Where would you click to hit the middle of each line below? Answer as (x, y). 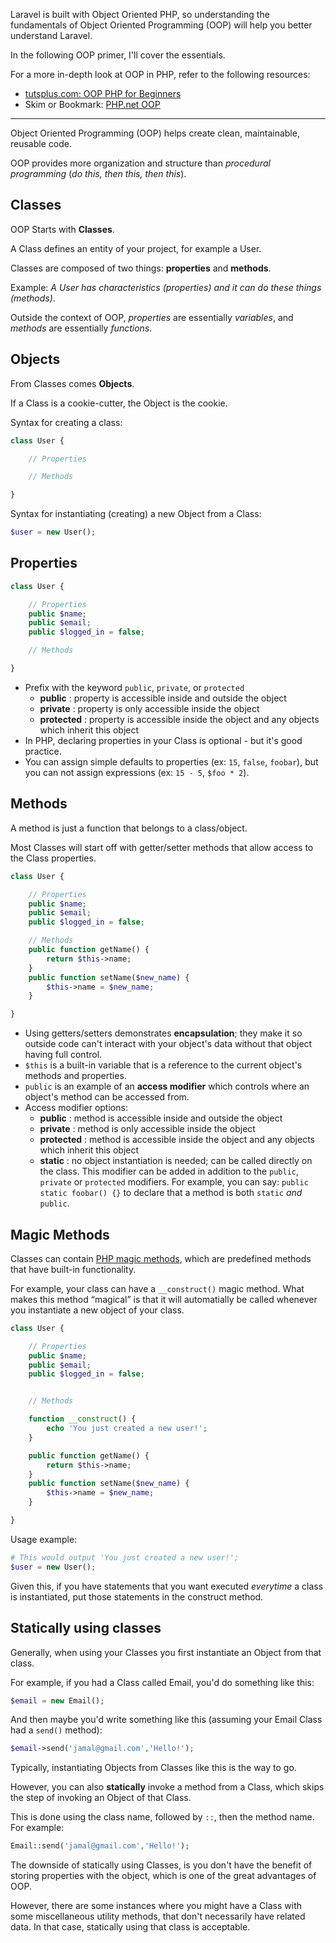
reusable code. (41, 143)
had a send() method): (56, 1730)
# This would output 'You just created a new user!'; (125, 1557)
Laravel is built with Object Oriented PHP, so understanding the (140, 14)
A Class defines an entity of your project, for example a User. (136, 248)
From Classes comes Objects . (72, 383)
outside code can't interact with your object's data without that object (168, 1044)
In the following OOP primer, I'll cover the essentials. (118, 55)
